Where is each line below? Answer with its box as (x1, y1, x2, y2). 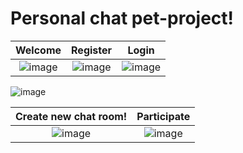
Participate (136, 109, 191, 123)
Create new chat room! (15, 109, 128, 123)
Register (71, 43, 113, 57)
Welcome (15, 43, 62, 57)
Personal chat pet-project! (10, 7, 235, 30)
